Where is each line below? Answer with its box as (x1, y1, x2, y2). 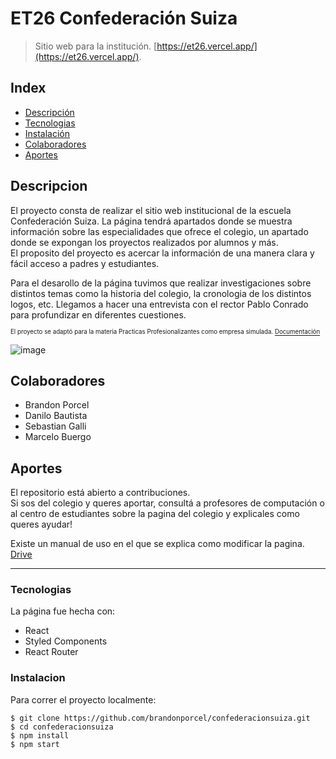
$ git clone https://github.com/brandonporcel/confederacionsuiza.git (10, 713, 311, 723)
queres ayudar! (10, 518, 73, 531)
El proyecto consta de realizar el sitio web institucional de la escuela (10, 204, 292, 216)
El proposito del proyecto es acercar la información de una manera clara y (10, 247, 315, 259)
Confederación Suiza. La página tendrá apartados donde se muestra (10, 215, 293, 227)
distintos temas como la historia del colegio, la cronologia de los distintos (10, 287, 312, 299)
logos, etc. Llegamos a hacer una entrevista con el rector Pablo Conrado (10, 298, 309, 310)
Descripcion (10, 178, 88, 195)
